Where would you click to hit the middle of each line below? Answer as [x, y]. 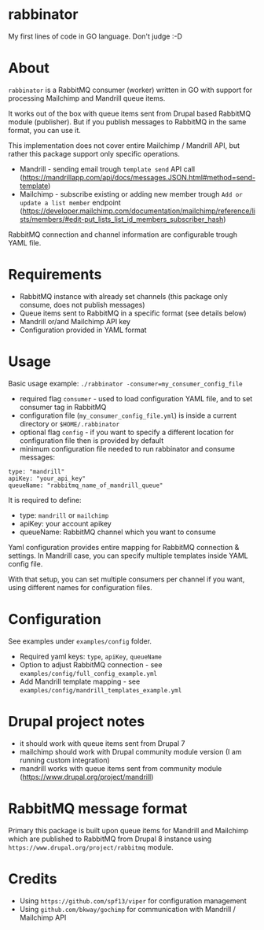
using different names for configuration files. [80, 587]
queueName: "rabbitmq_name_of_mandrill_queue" [86, 485]
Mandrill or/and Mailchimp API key [75, 321]
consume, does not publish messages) [82, 304]
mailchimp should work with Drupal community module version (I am [130, 751]
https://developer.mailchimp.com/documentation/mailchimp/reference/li [139, 211]
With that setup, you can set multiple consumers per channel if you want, [126, 579]
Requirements [55, 275]
